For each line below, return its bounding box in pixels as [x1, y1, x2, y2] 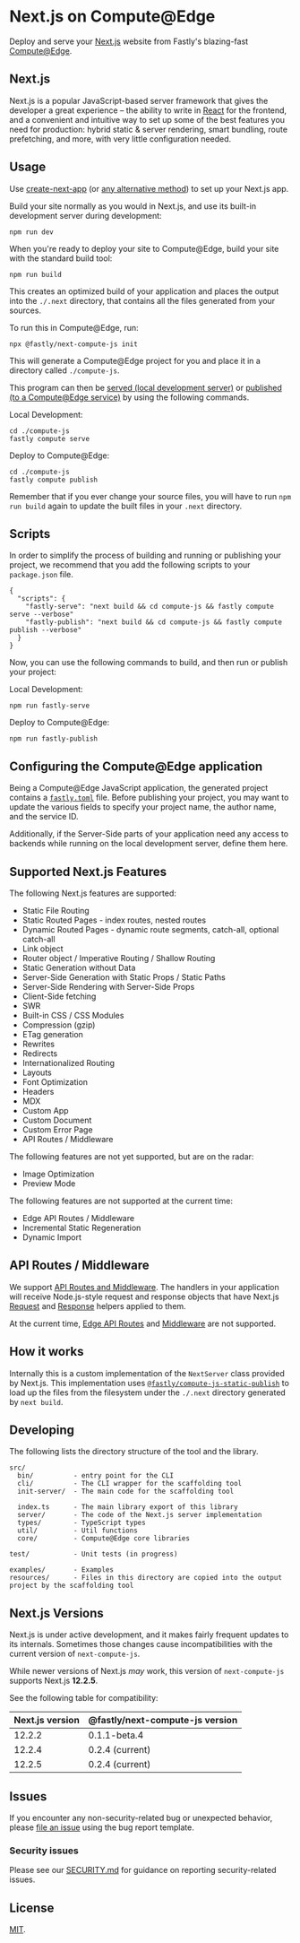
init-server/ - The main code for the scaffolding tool [17, 1487, 235, 1496]
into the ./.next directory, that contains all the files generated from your [9, 295, 276, 306]
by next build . [9, 1396, 64, 1407]
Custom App [21, 1106, 69, 1115]
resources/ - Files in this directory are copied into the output [9, 1574, 282, 1583]
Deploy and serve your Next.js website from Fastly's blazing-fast [9, 36, 249, 47]
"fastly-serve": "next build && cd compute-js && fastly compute [25, 603, 275, 612]
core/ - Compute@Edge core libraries [17, 1534, 191, 1543]
